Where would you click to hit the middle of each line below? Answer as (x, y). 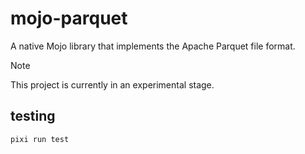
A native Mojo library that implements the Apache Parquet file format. (153, 46)
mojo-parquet (69, 18)
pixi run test (40, 139)
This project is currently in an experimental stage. (112, 84)
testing (33, 116)
